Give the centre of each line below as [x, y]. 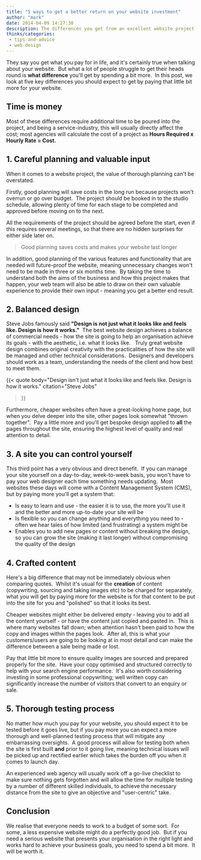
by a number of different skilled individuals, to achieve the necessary [91, 786]
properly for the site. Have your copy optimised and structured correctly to [99, 664]
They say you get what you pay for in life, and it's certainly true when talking [100, 62]
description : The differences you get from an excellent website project [100, 29]
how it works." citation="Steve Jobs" [52, 386]
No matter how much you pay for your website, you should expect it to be [97, 723]
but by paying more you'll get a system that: [61, 494]
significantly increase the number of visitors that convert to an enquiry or [97, 683]
